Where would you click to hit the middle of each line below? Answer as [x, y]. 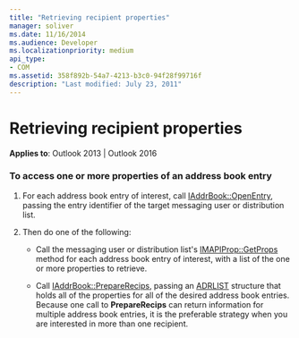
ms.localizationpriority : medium [72, 51]
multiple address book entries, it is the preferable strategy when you [162, 314]
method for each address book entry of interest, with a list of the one [163, 258]
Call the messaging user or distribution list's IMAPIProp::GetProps [157, 249]
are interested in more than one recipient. [112, 324]
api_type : [28, 59]
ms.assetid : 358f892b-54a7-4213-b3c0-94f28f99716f [106, 76]
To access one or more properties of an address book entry [141, 176]
